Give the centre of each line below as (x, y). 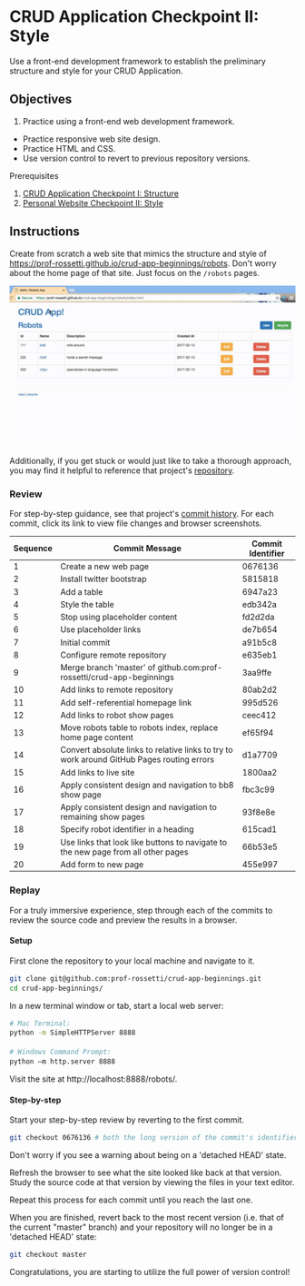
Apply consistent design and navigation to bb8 (147, 785)
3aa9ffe (257, 672)
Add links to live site (98, 772)
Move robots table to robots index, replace (139, 727)
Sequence (33, 549)
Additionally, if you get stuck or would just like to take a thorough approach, (151, 461)
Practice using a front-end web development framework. (129, 121)
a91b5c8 (260, 642)
